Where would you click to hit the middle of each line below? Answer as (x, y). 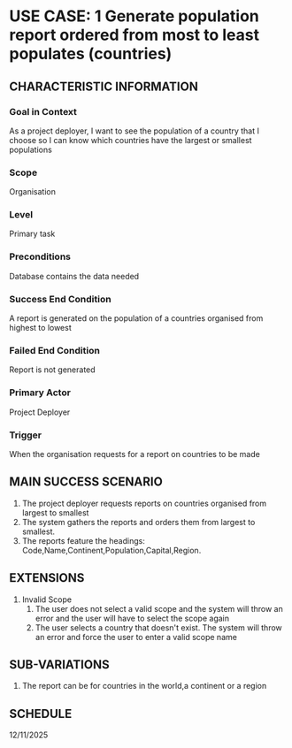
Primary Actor (40, 393)
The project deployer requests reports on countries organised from (144, 503)
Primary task (32, 234)
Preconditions (40, 256)
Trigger (26, 435)
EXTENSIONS (47, 578)
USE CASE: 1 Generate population (134, 16)
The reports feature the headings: (84, 540)
